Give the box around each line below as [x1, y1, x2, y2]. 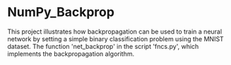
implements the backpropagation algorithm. [7, 50, 135, 58]
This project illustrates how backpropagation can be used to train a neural [7, 27, 223, 36]
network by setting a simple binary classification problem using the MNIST [7, 34, 224, 43]
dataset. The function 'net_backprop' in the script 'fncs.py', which [7, 42, 199, 50]
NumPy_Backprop [7, 4, 115, 20]
